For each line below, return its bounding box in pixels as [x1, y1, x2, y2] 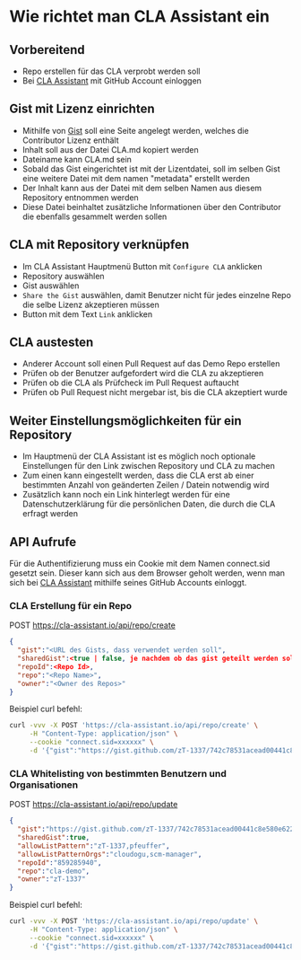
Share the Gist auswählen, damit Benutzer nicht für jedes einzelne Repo [21, 289, 291, 300]
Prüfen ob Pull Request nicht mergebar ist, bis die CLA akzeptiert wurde [21, 387, 288, 398]
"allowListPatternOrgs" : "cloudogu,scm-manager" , [17, 850, 202, 859]
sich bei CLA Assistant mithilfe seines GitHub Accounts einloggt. [9, 577, 247, 588]
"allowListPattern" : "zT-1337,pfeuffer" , [17, 841, 170, 850]
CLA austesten [9, 335, 94, 350]
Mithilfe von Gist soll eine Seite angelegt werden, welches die [21, 125, 249, 136]
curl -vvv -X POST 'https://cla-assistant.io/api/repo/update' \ [9, 917, 258, 926]
